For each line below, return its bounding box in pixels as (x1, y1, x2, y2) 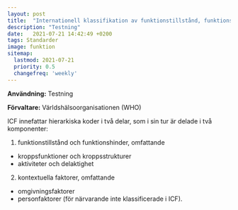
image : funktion (7, 43, 55, 50)
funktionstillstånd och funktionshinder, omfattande (17, 138, 165, 146)
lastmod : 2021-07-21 (13, 57, 74, 64)
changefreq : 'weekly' (13, 70, 78, 77)
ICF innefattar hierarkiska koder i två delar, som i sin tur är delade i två (7, 116, 212, 125)
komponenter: (7, 124, 48, 133)
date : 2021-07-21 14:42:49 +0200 (7, 30, 113, 38)
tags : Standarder (7, 37, 59, 44)
